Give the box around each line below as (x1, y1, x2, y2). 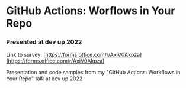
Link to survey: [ (6, 51, 46, 58)
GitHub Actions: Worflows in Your (6, 4, 175, 18)
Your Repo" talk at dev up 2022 (6, 75, 83, 82)
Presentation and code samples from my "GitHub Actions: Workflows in (6, 69, 181, 76)
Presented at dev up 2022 (6, 38, 82, 46)
